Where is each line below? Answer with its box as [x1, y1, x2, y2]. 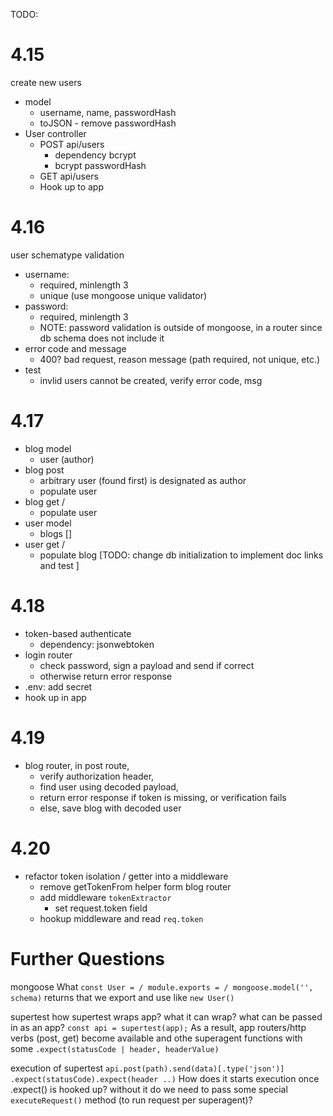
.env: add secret [24, 680, 93, 693]
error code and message [24, 342, 127, 354]
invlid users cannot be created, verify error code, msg [39, 374, 263, 386]
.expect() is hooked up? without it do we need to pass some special [10, 1083, 288, 1095]
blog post [24, 464, 65, 476]
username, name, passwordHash [39, 106, 177, 118]
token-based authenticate [24, 627, 132, 639]
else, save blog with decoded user [39, 802, 182, 814]
